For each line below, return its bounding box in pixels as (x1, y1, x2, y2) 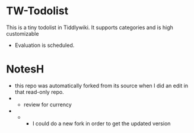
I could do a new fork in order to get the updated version (32, 120, 171, 127)
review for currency (23, 101, 72, 108)
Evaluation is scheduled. (14, 42, 75, 49)
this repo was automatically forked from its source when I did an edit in (14, 82, 189, 89)
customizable (6, 30, 39, 37)
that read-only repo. (14, 88, 64, 96)
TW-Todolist (6, 4, 69, 18)
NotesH (6, 62, 44, 76)
